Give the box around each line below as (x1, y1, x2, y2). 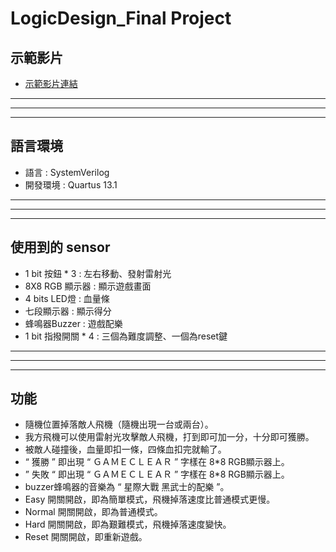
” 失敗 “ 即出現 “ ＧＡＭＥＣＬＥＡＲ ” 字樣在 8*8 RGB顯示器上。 (24, 468, 290, 481)
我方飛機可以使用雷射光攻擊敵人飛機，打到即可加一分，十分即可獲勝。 (24, 431, 315, 443)
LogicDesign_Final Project (10, 7, 232, 30)
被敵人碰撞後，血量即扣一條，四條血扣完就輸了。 (24, 443, 227, 456)
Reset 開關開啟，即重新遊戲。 (24, 531, 148, 543)
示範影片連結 (24, 78, 78, 89)
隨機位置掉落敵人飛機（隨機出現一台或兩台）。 (24, 418, 214, 431)
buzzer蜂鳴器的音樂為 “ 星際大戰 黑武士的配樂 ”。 (24, 481, 230, 493)
